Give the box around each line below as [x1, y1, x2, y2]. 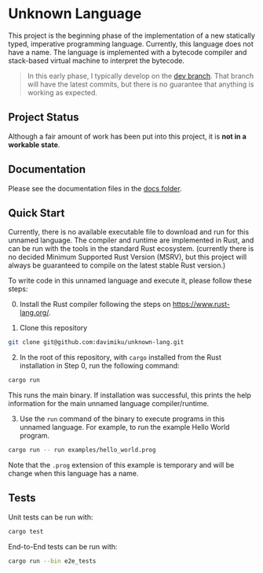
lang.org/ [19, 308, 49, 317]
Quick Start [8, 206, 65, 220]
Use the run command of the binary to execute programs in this [19, 414, 225, 423]
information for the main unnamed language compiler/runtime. [8, 399, 210, 408]
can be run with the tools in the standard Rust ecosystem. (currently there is [8, 244, 254, 253]
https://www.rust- [172, 300, 230, 309]
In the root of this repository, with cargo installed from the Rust [19, 353, 222, 362]
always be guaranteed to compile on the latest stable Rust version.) [8, 261, 226, 270]
